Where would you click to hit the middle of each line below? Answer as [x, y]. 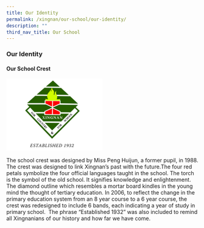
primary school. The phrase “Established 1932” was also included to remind [102, 212]
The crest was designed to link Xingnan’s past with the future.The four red [99, 167]
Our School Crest [28, 68]
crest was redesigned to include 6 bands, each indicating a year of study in [101, 206]
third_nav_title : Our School [43, 32]
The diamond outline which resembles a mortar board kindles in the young [100, 186]
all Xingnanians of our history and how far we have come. [79, 218]
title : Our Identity [33, 13]
